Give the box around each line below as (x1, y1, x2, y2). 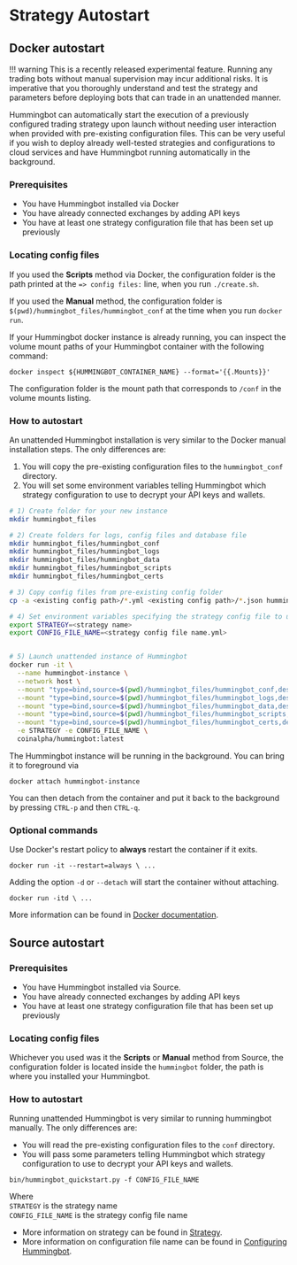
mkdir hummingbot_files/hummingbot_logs (9, 547, 161, 556)
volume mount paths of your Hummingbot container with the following (9, 341, 265, 351)
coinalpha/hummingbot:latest (17, 735, 125, 744)
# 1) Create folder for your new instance (9, 506, 168, 515)
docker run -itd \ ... (9, 894, 93, 903)
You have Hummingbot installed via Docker (21, 198, 179, 209)
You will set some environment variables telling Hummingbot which (21, 480, 267, 490)
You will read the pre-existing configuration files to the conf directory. (21, 1139, 276, 1151)
